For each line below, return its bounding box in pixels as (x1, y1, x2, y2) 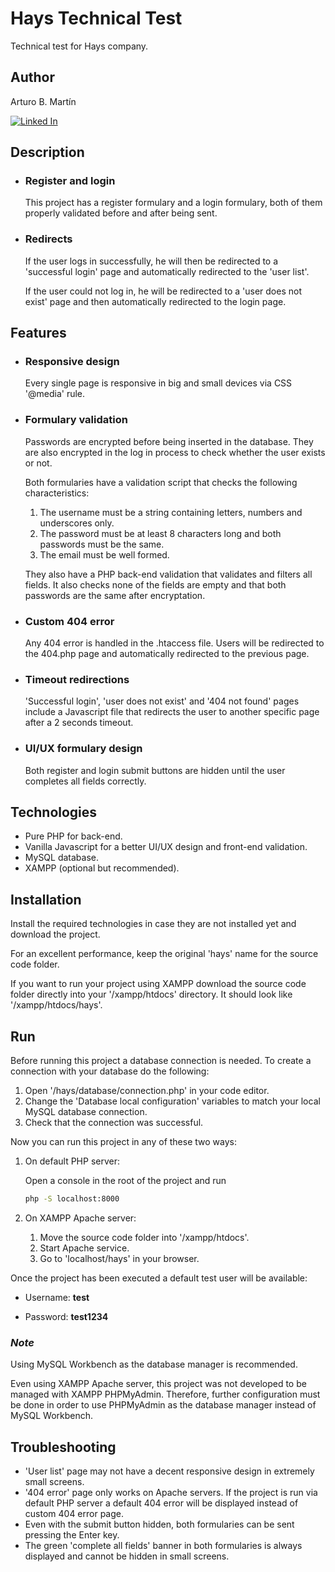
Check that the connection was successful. (24, 1117, 204, 1129)
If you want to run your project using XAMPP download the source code (10, 978, 307, 990)
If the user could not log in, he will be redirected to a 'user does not (24, 285, 302, 297)
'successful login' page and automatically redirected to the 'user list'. (24, 265, 310, 277)
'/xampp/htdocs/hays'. (10, 999, 103, 1011)
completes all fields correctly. (24, 775, 147, 787)
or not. (24, 457, 53, 469)
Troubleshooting (10, 1438, 117, 1456)
